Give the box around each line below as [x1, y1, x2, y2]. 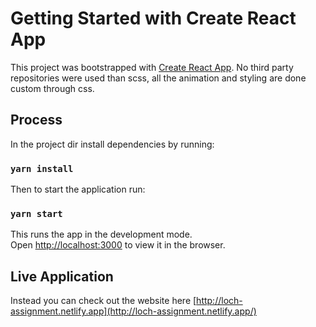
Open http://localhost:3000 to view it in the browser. [10, 239, 226, 251]
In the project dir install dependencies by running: [10, 138, 215, 150]
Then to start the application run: [10, 183, 146, 196]
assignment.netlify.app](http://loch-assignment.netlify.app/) [10, 305, 257, 317]
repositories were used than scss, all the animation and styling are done [10, 72, 307, 84]
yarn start [10, 208, 63, 219]
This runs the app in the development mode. [10, 228, 193, 241]
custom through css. [10, 82, 95, 94]
